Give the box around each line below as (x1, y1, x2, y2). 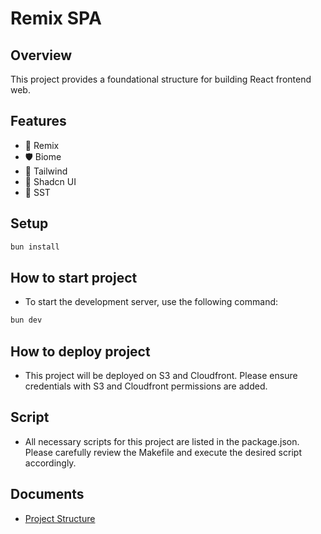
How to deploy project (10, 343, 151, 360)
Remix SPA (10, 7, 102, 30)
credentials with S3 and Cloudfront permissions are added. (24, 380, 268, 392)
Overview (10, 47, 73, 64)
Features (10, 113, 67, 130)
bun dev (10, 315, 43, 326)
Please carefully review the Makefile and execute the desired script (24, 446, 302, 458)
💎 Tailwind (24, 165, 68, 177)
